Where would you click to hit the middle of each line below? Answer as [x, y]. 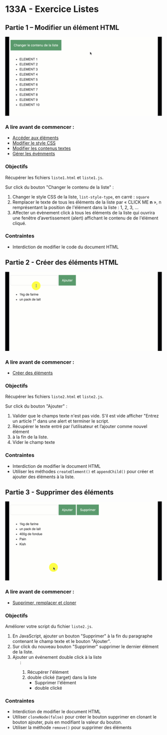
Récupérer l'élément [48, 672]
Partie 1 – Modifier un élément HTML [62, 28]
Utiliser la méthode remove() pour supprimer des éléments [72, 728]
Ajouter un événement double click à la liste [57, 657]
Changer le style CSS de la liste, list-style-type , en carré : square [81, 197]
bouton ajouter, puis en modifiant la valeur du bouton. [67, 722]
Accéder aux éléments [35, 138]
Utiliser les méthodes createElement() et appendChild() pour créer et [83, 471]
